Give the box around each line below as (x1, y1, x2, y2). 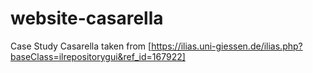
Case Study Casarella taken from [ (10, 40, 152, 52)
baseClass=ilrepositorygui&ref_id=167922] (10, 50, 186, 62)
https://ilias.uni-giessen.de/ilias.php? (151, 40, 303, 52)
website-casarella (10, 7, 164, 30)
